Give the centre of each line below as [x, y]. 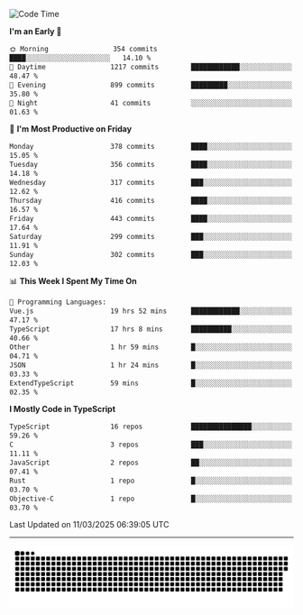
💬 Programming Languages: [58, 302]
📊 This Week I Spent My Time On [73, 281]
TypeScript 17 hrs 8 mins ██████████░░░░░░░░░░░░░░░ [151, 329]
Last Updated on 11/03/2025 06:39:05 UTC [89, 524]
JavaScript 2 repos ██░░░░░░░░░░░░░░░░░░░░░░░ [151, 463]
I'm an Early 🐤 [36, 31]
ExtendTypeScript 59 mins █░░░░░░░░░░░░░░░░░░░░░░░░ [151, 383]
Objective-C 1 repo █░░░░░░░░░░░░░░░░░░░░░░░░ [151, 499]
